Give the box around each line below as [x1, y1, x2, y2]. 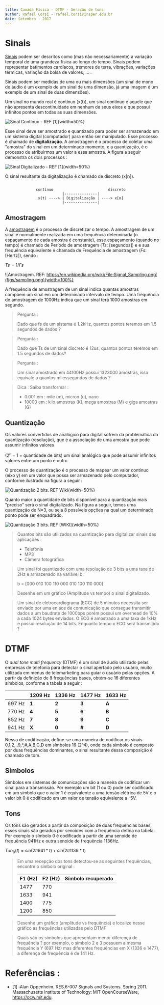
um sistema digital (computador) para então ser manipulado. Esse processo [5, 134, 158, 140]
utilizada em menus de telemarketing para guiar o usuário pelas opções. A [5, 670, 155, 675]
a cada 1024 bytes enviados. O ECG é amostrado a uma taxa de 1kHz [17, 615, 157, 621]
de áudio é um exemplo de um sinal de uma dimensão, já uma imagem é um [5, 84, 158, 90]
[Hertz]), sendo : [5, 252, 39, 258]
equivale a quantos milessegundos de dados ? [17, 375, 111, 381]
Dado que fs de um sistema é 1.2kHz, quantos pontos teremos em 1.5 [17, 321, 157, 327]
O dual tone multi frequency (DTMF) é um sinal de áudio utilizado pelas [5, 659, 149, 665]
